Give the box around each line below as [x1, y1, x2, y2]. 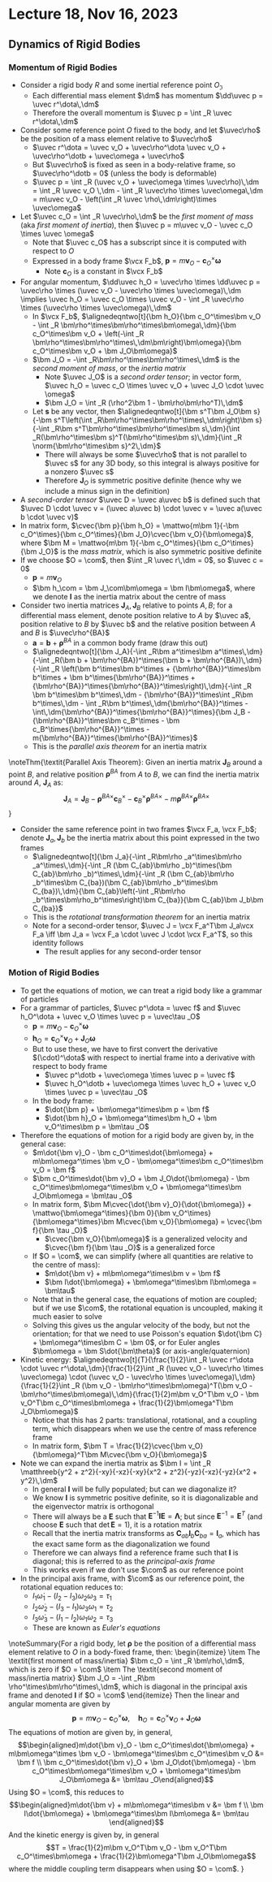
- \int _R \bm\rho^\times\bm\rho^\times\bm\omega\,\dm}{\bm [32, 320, 237, 330]
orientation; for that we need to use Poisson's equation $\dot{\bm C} [32, 1329, 262, 1339]
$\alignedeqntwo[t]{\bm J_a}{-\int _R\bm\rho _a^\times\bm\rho [32, 852, 242, 862]
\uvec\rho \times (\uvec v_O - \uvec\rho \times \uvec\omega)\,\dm [19, 285, 242, 295]
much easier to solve [32, 1311, 103, 1321]
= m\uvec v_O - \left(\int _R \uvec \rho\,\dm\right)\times [32, 194, 217, 204]
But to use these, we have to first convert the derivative [32, 1044, 218, 1053]
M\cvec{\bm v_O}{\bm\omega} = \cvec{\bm [115, 1216, 262, 1227]
